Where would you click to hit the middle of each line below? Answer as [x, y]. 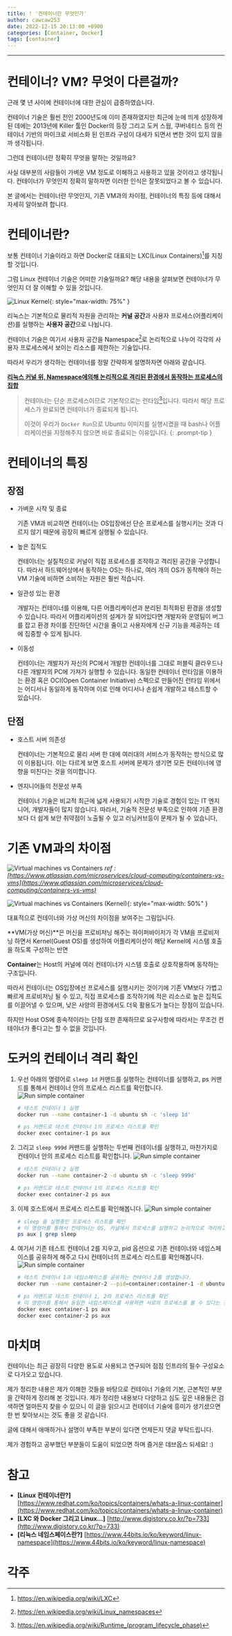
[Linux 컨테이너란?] [44, 1495]
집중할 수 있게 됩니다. [53, 633]
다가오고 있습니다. [38, 1374]
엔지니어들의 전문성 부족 [50, 786]
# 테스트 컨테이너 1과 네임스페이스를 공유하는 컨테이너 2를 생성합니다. [104, 1278]
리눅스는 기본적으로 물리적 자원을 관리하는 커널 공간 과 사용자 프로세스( [101, 316]
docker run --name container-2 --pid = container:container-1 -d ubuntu [121, 1284]
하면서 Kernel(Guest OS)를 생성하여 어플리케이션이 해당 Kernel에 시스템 [112, 941]
